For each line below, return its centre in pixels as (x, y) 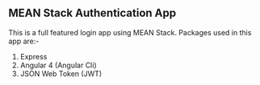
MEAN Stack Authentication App (92, 13)
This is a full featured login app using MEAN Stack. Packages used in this (130, 32)
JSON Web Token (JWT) (61, 73)
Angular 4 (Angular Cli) (58, 65)
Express (34, 56)
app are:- (24, 41)
